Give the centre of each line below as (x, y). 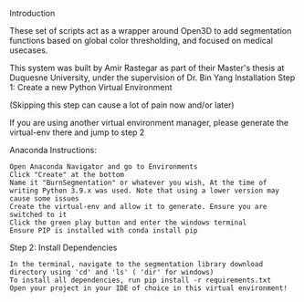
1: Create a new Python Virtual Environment (91, 87)
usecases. (29, 50)
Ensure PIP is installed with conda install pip (104, 231)
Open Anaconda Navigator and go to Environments (104, 167)
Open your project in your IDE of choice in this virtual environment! (148, 288)
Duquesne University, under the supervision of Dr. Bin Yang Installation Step (152, 78)
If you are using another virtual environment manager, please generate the (149, 123)
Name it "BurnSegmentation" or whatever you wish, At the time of (138, 182)
